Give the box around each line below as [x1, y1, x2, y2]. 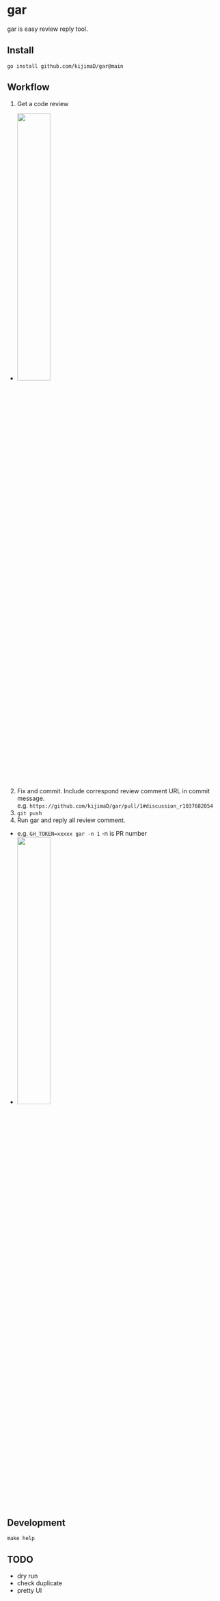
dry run [16, 1572, 38, 1580]
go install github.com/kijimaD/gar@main [7, 62, 124, 70]
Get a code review [16, 99, 69, 108]
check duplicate [16, 1579, 63, 1587]
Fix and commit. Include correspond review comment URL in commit [16, 786, 210, 795]
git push [16, 810, 42, 817]
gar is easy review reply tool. [7, 25, 88, 33]
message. [16, 794, 45, 802]
